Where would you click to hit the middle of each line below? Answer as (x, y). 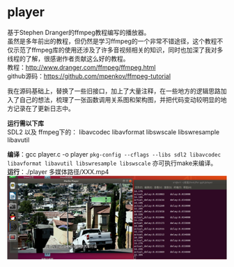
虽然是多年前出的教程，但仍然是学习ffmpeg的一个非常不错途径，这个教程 (112, 41)
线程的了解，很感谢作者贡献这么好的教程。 (68, 58)
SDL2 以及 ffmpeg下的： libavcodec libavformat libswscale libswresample (114, 132)
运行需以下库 (25, 123)
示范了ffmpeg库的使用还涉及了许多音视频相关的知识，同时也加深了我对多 (118, 50)
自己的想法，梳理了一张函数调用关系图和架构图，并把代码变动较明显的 (120, 99)
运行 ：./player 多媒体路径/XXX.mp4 (58, 171)
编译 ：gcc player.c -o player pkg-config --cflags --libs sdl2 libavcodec (114, 154)
